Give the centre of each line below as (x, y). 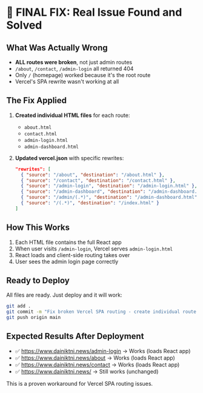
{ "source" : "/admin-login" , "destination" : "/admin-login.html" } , (109, 186)
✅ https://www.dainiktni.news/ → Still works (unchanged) (87, 371)
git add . (19, 306)
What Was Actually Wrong (57, 48)
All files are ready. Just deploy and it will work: (64, 295)
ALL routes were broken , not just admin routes (73, 62)
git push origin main (34, 318)
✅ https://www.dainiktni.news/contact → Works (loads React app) (97, 364)
